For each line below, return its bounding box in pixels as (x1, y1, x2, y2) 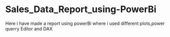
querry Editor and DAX (5, 25, 53, 31)
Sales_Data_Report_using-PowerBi (5, 4, 157, 15)
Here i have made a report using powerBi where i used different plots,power (5, 20, 165, 26)
